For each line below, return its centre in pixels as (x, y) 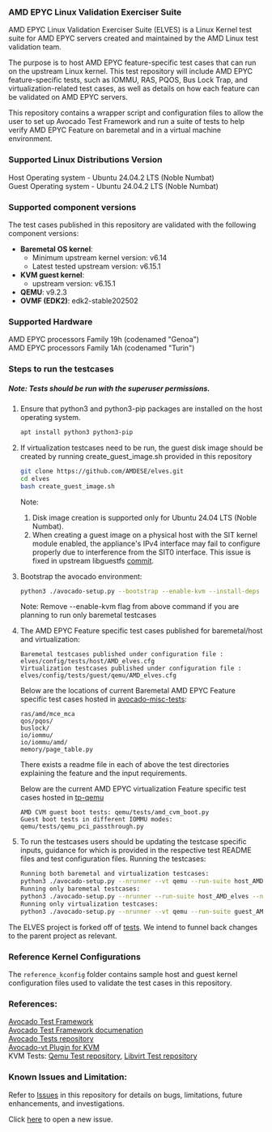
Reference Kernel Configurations (75, 957)
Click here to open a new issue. (61, 1119)
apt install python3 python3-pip (76, 432)
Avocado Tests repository (51, 1039)
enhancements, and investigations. (67, 1103)
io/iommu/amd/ (44, 743)
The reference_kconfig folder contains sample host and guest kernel (123, 974)
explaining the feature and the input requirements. (104, 774)
